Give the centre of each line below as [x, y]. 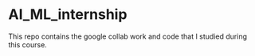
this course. [28, 44]
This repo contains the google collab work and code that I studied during [127, 36]
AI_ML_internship [68, 15]
